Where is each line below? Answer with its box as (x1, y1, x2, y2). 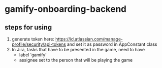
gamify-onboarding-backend (4, 3, 127, 15)
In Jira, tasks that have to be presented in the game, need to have (11, 47, 145, 52)
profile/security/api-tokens (11, 41, 66, 47)
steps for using (4, 23, 52, 32)
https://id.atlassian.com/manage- (55, 36, 123, 42)
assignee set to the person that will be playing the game (19, 57, 133, 63)
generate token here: (11, 36, 55, 42)
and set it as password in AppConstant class (66, 41, 158, 47)
